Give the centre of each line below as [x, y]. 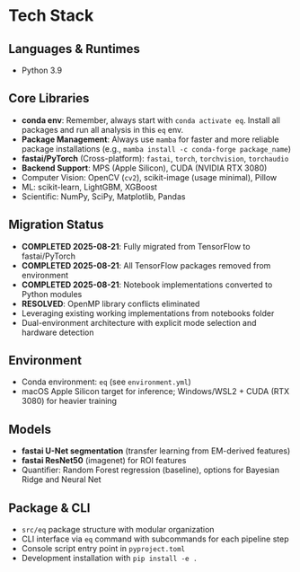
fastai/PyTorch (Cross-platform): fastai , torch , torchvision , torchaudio [155, 158]
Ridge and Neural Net [61, 480]
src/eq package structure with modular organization [118, 530]
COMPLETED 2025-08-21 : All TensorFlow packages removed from [146, 265]
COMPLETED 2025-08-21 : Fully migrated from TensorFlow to [136, 246]
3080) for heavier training [69, 401]
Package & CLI [49, 508]
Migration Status [56, 225]
